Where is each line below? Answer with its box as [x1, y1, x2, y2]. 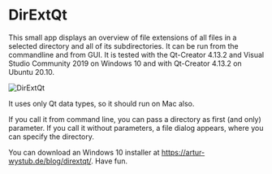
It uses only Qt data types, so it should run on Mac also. [8, 98, 195, 108]
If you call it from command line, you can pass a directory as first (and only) [8, 114, 261, 124]
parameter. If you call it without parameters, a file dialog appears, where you [8, 123, 264, 133]
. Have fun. [90, 156, 128, 166]
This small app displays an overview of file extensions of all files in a [8, 33, 237, 42]
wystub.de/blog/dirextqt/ [8, 156, 92, 166]
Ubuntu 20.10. [8, 67, 55, 76]
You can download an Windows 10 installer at [8, 147, 160, 157]
